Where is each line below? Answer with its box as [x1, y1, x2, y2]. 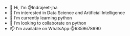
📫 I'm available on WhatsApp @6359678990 [9, 26, 101, 31]
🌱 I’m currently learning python [9, 15, 72, 20]
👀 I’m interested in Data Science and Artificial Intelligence [9, 10, 126, 16]
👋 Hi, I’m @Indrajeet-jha [9, 5, 58, 10]
